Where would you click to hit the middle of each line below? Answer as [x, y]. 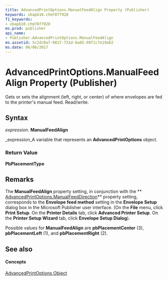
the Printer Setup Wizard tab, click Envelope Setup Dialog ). [68, 218]
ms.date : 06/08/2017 [27, 47]
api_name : [16, 33]
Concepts [16, 262]
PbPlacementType [25, 163]
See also [19, 249]
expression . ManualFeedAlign [37, 130]
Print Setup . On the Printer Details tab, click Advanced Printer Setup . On [82, 213]
